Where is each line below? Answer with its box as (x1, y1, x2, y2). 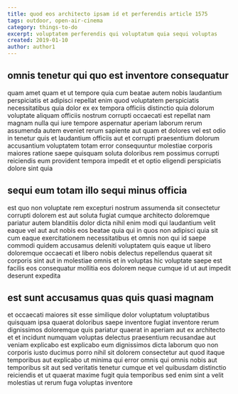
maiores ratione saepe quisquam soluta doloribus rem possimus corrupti (7, 148, 220, 157)
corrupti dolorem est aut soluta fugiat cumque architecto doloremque (7, 211, 210, 219)
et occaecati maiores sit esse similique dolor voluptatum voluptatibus (7, 310, 210, 319)
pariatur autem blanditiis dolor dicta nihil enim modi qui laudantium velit (7, 218, 216, 227)
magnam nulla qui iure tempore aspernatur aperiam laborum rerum (7, 119, 202, 127)
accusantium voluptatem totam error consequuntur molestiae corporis (7, 141, 213, 150)
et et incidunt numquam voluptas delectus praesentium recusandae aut (7, 333, 216, 341)
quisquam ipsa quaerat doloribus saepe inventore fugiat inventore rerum (7, 318, 219, 327)
